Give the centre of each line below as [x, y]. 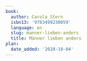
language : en [27, 28]
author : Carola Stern [37, 17]
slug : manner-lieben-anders [45, 33]
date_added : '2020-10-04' [42, 49]
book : [12, 11]
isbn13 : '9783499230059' [41, 22]
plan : [12, 44]
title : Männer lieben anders [46, 38]
